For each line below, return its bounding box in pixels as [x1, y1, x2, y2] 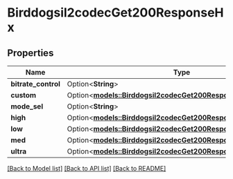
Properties [7, 47, 54, 59]
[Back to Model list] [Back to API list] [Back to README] [7, 164, 166, 172]
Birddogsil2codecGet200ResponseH [7, 5, 224, 21]
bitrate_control [10, 79, 61, 88]
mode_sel [10, 102, 44, 111]
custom [10, 91, 37, 100]
